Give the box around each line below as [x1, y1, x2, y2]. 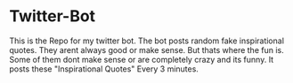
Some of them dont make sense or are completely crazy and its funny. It [9, 54, 274, 64]
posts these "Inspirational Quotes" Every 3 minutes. [9, 64, 199, 74]
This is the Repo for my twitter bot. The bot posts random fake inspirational [9, 35, 285, 46]
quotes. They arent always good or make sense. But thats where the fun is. [9, 44, 284, 55]
